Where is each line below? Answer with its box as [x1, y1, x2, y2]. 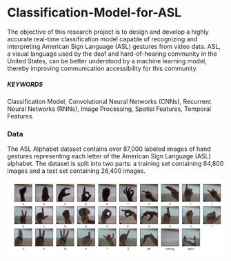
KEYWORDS [7, 80, 43, 88]
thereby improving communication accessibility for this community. [7, 64, 198, 72]
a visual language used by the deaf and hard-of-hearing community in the [7, 50, 217, 58]
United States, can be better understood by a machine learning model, [7, 56, 207, 65]
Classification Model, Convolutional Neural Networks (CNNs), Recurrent [7, 97, 212, 105]
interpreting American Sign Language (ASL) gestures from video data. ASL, [7, 42, 221, 50]
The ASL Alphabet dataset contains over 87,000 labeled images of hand [7, 145, 212, 153]
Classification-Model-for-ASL [7, 5, 182, 21]
